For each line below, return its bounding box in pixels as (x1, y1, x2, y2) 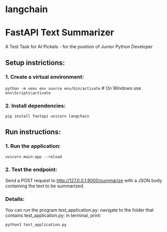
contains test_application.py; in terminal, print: (5, 212, 102, 219)
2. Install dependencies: (5, 102, 66, 109)
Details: (5, 195, 25, 203)
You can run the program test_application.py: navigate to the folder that (5, 207, 154, 213)
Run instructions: (5, 127, 61, 136)
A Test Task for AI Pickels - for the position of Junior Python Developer (5, 44, 153, 50)
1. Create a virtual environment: (5, 74, 85, 81)
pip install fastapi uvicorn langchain (5, 114, 90, 119)
